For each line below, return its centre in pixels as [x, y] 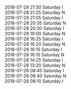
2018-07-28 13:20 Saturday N [35, 65]
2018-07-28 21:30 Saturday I [34, 7]
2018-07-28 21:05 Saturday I [34, 18]
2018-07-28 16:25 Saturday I [34, 39]
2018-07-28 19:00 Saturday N [35, 34]
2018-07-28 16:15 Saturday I [34, 49]
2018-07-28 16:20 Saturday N [35, 44]
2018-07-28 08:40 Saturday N [35, 76]
